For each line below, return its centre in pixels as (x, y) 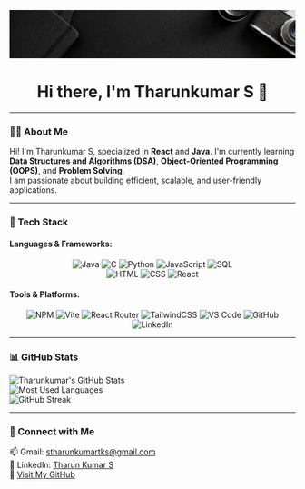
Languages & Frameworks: (61, 244)
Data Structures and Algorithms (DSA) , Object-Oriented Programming (144, 161)
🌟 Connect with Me (52, 431)
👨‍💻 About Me (39, 131)
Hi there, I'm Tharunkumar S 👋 (152, 92)
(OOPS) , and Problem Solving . (67, 171)
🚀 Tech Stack (39, 222)
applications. (33, 190)
